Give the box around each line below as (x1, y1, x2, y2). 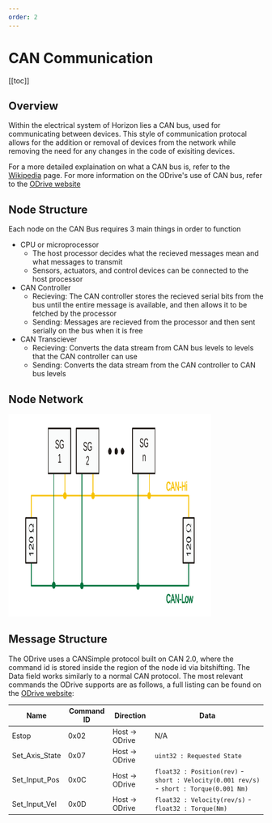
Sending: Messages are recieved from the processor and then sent (32, 317, 256, 327)
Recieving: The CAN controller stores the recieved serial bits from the (32, 291, 264, 301)
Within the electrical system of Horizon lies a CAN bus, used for (8, 121, 221, 130)
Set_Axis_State (11, 751, 62, 761)
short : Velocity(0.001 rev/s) (155, 777, 261, 785)
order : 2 (8, 13, 38, 21)
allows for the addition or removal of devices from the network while (8, 138, 236, 147)
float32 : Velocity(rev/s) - (155, 795, 253, 804)
